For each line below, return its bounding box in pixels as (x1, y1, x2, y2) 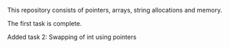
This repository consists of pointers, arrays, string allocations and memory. (7, 6, 223, 14)
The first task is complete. (7, 19, 82, 27)
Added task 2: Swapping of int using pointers (7, 33, 137, 41)
